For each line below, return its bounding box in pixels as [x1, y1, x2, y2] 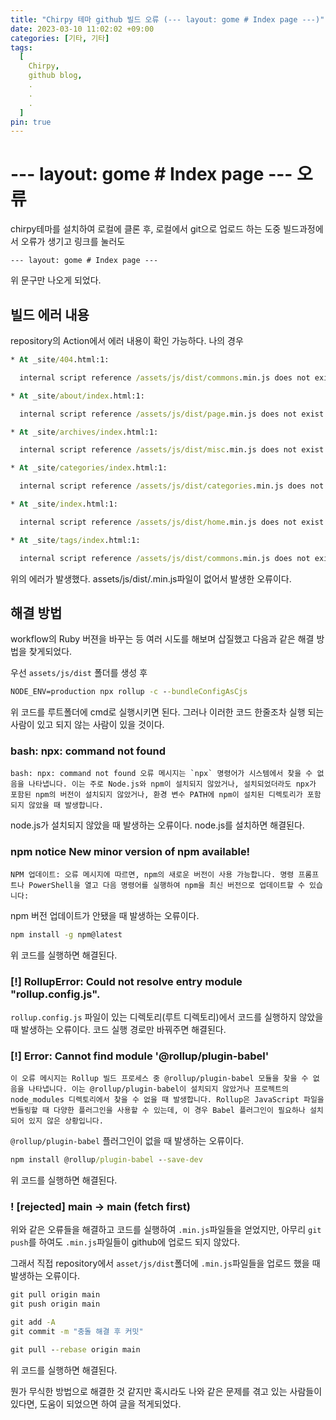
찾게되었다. [28, 646, 73, 658]
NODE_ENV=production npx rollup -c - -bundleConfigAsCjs [10, 687, 248, 697]
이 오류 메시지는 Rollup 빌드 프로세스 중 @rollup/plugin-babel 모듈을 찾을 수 [10, 1074, 309, 1084]
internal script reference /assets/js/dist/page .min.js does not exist [19, 409, 325, 419]
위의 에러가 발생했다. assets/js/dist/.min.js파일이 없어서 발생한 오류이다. [10, 572, 292, 585]
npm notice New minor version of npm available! [10, 845, 251, 859]
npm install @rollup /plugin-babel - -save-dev [10, 1155, 203, 1165]
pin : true [10, 117, 52, 127]
